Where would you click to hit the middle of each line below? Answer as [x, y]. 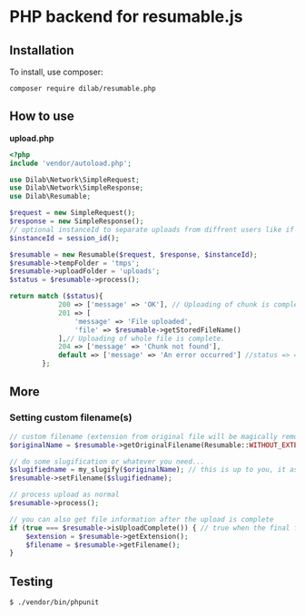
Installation [42, 50]
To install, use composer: [56, 72]
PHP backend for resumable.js [126, 17]
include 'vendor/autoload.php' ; [70, 163]
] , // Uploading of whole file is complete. [141, 338]
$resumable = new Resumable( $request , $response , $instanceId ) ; [133, 254]
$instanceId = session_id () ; [64, 238]
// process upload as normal [64, 495]
